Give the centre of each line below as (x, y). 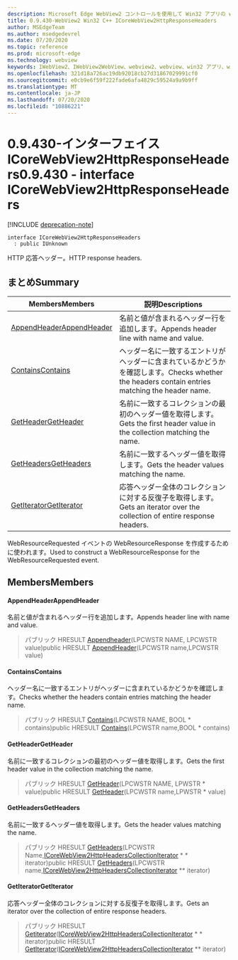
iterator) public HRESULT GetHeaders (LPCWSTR (95, 863)
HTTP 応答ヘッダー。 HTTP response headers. (75, 257)
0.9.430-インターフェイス (84, 144)
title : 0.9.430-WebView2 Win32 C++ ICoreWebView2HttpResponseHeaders (112, 21)
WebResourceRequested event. (53, 560)
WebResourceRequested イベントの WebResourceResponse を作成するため (118, 543)
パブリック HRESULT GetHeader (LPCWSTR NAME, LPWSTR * (115, 784)
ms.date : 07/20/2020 (38, 41)
